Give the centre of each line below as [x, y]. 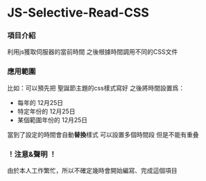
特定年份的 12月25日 [46, 111]
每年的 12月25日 [40, 102]
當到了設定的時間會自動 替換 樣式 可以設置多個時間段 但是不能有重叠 [103, 134]
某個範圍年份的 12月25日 [52, 120]
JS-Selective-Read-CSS [78, 13]
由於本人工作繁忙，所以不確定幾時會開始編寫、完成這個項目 [92, 171]
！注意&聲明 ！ [32, 154]
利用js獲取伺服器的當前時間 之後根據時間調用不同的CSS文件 [93, 52]
